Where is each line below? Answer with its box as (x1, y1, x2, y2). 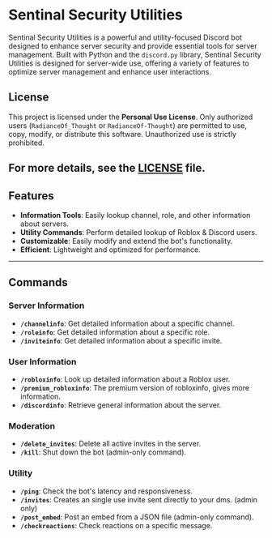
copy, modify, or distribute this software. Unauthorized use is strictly (8, 129, 237, 139)
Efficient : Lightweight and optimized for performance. (19, 245, 201, 254)
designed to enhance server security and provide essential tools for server (8, 41, 257, 50)
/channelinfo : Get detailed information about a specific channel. (19, 318, 235, 328)
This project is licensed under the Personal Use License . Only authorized (8, 112, 253, 122)
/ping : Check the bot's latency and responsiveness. (19, 486, 193, 496)
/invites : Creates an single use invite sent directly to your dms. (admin (19, 494, 257, 504)
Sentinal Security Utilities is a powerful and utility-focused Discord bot (8, 32, 243, 42)
